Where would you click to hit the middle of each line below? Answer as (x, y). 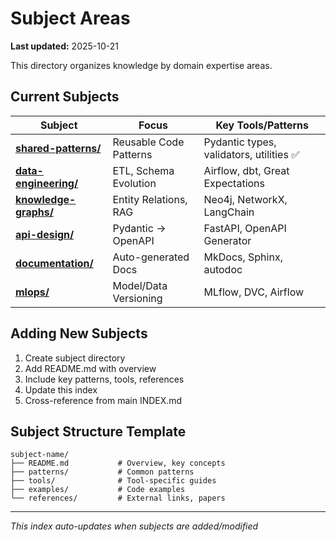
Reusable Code (148, 142)
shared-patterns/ (58, 148)
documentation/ (54, 263)
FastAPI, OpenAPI (245, 228)
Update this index (61, 389)
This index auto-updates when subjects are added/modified (134, 526)
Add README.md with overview (90, 368)
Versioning (137, 298)
